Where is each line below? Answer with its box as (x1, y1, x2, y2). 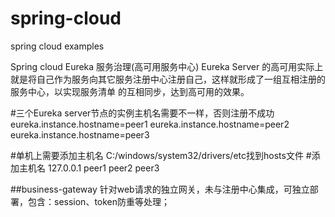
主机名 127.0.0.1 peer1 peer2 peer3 (18, 162, 160, 174)
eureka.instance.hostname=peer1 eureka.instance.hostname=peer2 (10, 118, 290, 130)
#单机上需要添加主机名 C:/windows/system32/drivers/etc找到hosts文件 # (10, 149, 312, 161)
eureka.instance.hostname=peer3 (10, 128, 150, 141)
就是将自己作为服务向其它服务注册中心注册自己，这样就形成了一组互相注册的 (10, 73, 326, 85)
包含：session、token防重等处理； (27, 195, 171, 207)
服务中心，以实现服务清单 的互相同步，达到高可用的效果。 (10, 85, 250, 97)
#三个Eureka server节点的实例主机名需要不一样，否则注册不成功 (10, 107, 275, 119)
